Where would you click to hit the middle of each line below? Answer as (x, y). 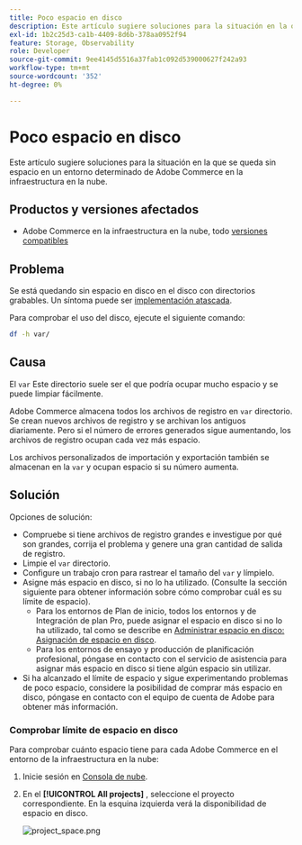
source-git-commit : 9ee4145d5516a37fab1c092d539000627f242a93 (128, 59)
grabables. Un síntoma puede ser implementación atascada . (121, 300)
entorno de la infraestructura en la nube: (84, 759)
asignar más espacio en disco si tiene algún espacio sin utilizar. (153, 668)
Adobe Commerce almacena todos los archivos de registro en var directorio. (151, 411)
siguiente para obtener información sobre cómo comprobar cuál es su (152, 592)
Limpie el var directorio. (66, 563)
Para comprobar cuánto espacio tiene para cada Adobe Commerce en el (144, 750)
